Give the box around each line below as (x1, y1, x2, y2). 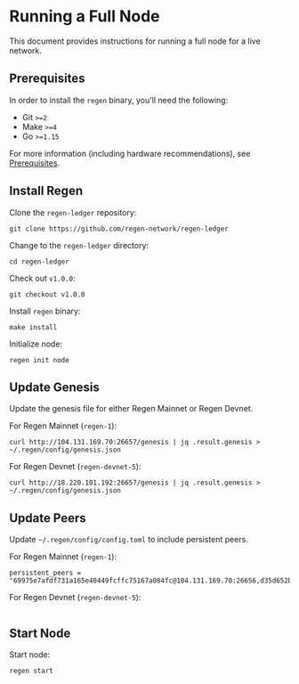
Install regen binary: (9, 305, 81, 316)
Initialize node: (9, 338, 63, 349)
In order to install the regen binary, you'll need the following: (9, 94, 229, 105)
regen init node (9, 355, 69, 364)
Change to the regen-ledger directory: (9, 240, 149, 250)
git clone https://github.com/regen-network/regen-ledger (9, 224, 229, 233)
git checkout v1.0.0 (9, 289, 86, 299)
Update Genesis (9, 379, 101, 395)
